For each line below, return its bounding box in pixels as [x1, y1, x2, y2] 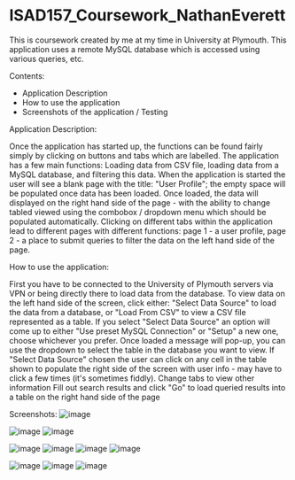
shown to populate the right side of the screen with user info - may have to [9, 363, 282, 374]
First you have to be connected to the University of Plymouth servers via [9, 278, 274, 289]
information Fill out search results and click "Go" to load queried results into [9, 382, 286, 392]
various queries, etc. [9, 53, 84, 64]
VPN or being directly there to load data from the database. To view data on [9, 288, 285, 298]
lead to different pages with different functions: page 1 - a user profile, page [9, 225, 286, 236]
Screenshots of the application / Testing [21, 106, 168, 117]
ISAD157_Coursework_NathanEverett [9, 5, 286, 26]
